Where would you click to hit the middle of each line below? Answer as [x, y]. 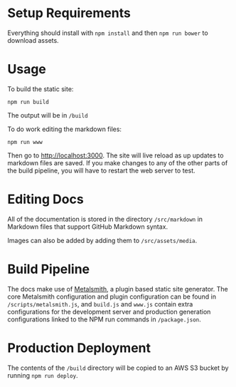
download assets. [33, 40]
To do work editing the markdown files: [65, 129]
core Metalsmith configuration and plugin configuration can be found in [112, 296]
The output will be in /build [48, 115]
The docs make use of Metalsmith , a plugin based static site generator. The [118, 289]
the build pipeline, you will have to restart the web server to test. [101, 170]
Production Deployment [79, 348]
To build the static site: [41, 89]
